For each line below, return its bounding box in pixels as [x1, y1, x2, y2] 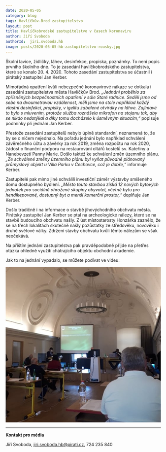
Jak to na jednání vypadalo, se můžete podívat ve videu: [5, 257, 120, 263]
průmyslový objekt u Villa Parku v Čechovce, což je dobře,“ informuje [5, 161, 147, 167]
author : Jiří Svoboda [5, 34, 50, 39]
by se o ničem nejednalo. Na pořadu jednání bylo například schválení [5, 135, 145, 141]
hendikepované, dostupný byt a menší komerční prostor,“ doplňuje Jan [5, 192, 150, 198]
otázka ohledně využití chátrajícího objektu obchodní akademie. [5, 247, 135, 253]
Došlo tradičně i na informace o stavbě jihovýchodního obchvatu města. [5, 207, 152, 212]
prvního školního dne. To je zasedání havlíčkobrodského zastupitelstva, [5, 64, 151, 70]
